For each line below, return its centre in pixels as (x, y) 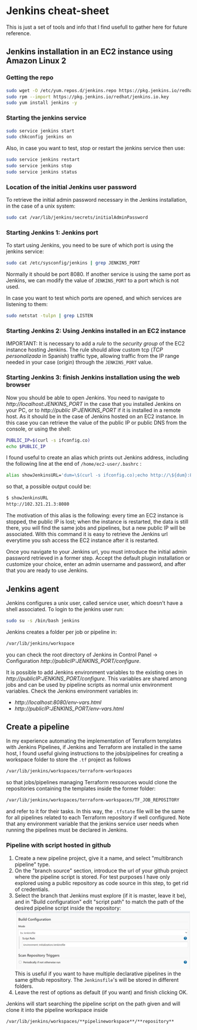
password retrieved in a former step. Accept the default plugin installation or (98, 558)
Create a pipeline (38, 727)
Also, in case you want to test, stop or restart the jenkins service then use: (96, 148)
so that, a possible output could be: (49, 487)
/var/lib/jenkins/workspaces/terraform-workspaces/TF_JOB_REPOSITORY (93, 800)
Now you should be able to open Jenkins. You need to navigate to (86, 398)
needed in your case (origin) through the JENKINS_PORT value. (79, 362)
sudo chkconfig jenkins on (39, 137)
